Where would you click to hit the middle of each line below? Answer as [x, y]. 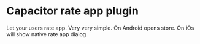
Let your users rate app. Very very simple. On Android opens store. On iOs [100, 28]
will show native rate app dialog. [47, 34]
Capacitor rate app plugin [73, 11]
